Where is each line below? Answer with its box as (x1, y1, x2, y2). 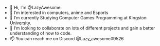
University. (9, 20, 32, 26)
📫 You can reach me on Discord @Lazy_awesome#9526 (9, 36, 124, 41)
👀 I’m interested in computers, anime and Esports (9, 10, 108, 15)
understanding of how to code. (9, 31, 72, 36)
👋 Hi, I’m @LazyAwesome (9, 5, 61, 10)
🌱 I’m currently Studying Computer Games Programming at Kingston (9, 15, 147, 20)
